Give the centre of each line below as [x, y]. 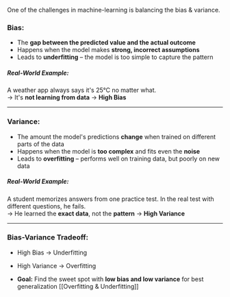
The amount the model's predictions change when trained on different [116, 136]
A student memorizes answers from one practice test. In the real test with [111, 199]
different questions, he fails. [47, 206]
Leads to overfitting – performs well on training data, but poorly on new [118, 158]
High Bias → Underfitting [52, 252]
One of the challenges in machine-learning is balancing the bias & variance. [114, 10]
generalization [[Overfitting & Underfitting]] [78, 286]
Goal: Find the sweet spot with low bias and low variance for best [110, 279]
